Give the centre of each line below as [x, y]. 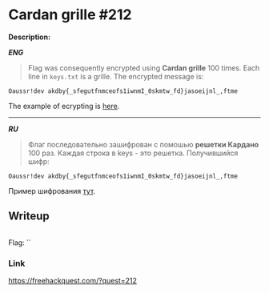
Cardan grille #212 [70, 15]
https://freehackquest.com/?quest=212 [73, 281]
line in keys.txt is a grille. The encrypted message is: [116, 76]
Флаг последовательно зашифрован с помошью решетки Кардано [143, 144]
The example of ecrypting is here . [64, 106]
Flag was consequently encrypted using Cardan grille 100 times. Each [144, 68]
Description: [29, 37]
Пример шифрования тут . [52, 191]
